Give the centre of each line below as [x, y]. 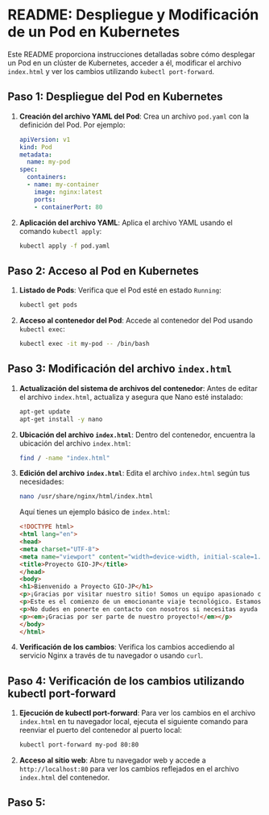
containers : [47, 177]
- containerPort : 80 [68, 207]
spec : [28, 170]
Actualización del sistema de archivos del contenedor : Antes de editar [139, 388]
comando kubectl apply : [60, 231]
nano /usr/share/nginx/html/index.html [86, 497]
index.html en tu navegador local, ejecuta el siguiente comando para [134, 721]
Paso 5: [27, 803]
